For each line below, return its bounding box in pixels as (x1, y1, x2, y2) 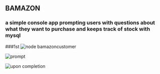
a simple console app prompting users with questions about (5, 19, 155, 26)
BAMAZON (5, 4, 40, 13)
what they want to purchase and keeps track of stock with (5, 25, 150, 32)
